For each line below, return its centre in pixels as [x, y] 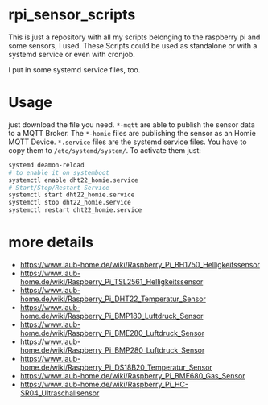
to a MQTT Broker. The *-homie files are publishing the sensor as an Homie [132, 133]
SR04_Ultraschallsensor [60, 393]
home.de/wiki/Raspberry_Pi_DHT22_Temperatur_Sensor [113, 299]
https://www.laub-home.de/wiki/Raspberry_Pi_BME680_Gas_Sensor [132, 375]
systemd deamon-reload [46, 165]
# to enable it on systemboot [59, 172]
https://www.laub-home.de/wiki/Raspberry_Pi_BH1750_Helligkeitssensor [140, 264]
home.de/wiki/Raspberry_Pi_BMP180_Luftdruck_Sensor [111, 316]
